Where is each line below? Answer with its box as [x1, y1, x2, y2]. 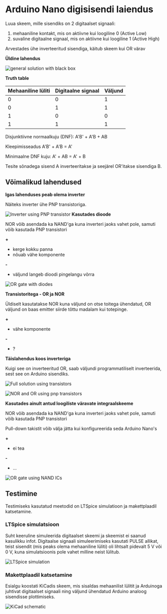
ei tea [12, 445, 24, 451]
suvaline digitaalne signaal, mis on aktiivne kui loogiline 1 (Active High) [12, 36, 160, 42]
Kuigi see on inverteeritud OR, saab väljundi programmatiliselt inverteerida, [5, 365, 161, 371]
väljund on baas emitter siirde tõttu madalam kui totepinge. [5, 306, 128, 312]
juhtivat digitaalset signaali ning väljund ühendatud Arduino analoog [5, 589, 147, 595]
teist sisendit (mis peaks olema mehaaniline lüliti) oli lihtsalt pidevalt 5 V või [5, 543, 162, 549]
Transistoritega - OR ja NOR [5, 291, 65, 297]
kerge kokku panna [12, 246, 53, 252]
